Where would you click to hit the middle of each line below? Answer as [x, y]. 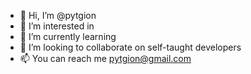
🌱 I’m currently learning [68, 36]
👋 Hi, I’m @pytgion [58, 15]
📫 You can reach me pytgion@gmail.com [105, 58]
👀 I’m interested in [57, 26]
